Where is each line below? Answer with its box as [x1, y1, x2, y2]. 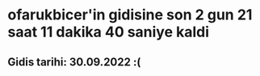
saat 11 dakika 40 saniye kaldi [7, 23, 210, 41]
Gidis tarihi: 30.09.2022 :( [7, 55, 141, 69]
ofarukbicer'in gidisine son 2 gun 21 [7, 6, 253, 24]
